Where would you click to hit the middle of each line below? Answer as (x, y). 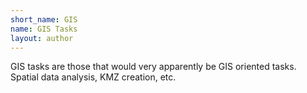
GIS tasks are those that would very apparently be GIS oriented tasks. (153, 67)
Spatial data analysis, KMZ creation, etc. (93, 77)
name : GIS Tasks (44, 29)
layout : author (42, 38)
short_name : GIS (44, 19)
